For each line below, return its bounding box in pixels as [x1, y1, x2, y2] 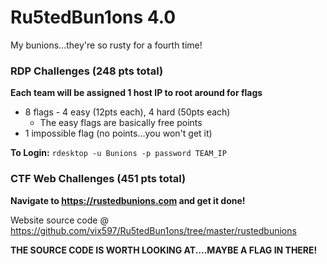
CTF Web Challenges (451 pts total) [10, 172, 187, 186]
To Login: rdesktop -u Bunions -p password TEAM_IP [10, 147, 227, 159]
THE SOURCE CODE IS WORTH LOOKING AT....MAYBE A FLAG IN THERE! [10, 244, 318, 256]
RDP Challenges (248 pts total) [10, 64, 164, 78]
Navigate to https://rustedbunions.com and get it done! [10, 194, 246, 206]
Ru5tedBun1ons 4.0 [10, 6, 177, 29]
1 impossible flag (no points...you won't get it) [24, 127, 213, 140]
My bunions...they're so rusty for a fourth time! [10, 39, 203, 51]
